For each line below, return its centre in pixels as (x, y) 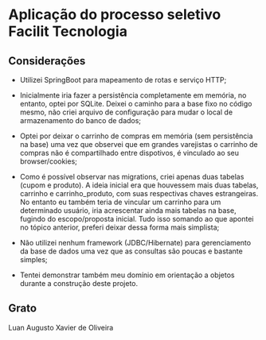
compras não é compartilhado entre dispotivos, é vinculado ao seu (129, 153)
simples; (33, 259)
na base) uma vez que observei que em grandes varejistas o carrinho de (139, 144)
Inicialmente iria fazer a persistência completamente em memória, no (133, 95)
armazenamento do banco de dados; (80, 120)
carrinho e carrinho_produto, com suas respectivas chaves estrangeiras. (139, 193)
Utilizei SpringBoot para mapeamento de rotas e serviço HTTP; (123, 80)
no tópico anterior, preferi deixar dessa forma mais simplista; (119, 227)
